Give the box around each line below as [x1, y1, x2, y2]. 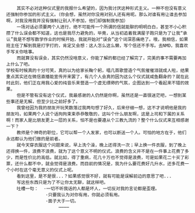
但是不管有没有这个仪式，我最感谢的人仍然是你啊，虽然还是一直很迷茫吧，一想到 [16, 92, 183, 98]
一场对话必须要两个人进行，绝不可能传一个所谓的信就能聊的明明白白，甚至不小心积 [16, 24, 187, 30]
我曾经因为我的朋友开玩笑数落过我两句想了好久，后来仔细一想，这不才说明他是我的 [16, 105, 187, 111]
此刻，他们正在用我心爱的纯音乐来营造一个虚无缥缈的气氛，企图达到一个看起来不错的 [10, 80, 185, 86]
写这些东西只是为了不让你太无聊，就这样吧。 [16, 180, 108, 185]
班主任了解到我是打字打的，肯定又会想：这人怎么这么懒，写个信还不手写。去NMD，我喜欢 [6, 43, 189, 49]
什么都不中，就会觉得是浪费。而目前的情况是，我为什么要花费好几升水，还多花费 [19, 161, 185, 167]
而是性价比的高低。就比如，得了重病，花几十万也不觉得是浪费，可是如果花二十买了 [14, 154, 185, 160]
